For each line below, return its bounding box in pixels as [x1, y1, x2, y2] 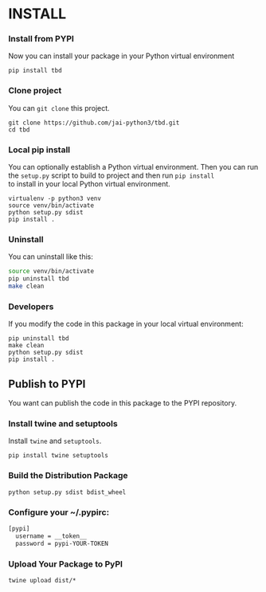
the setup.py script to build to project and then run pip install [8, 171, 215, 180]
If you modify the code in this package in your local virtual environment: [8, 320, 244, 329]
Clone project [8, 85, 62, 96]
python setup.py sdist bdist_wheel [8, 488, 127, 496]
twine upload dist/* [8, 576, 77, 584]
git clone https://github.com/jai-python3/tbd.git [8, 119, 180, 127]
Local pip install [8, 144, 71, 155]
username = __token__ [15, 531, 88, 540]
